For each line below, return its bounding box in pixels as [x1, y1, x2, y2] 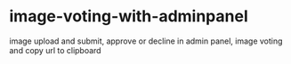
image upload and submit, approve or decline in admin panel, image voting [9, 36, 283, 46]
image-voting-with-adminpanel [9, 6, 248, 27]
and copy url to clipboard [9, 44, 101, 55]
